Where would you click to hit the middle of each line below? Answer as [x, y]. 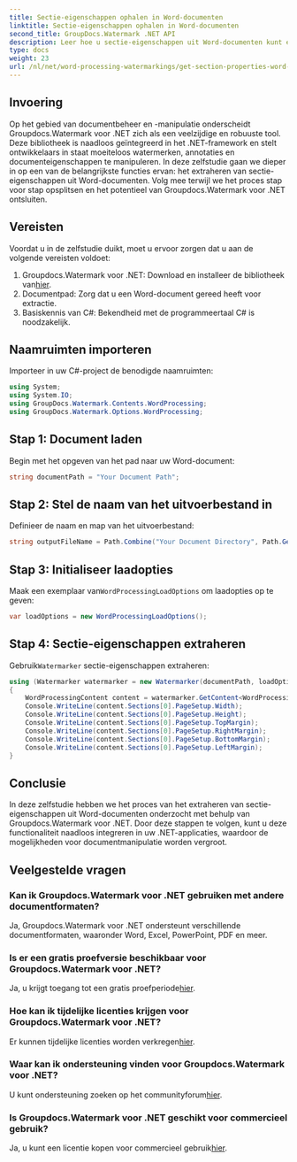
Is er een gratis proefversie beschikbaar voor [108, 958]
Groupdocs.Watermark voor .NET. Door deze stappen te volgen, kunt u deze [148, 823]
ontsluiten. [28, 199]
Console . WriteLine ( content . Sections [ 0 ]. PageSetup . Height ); [136, 715]
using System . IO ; [41, 396]
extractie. [39, 303]
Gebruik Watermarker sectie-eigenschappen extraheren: [109, 666]
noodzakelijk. [46, 322]
